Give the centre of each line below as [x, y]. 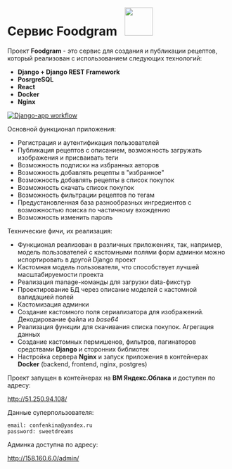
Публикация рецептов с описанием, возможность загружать [110, 150]
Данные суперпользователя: [51, 412]
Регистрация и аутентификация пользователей [88, 142]
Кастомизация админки [53, 304]
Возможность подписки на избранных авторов [88, 165]
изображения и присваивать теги [68, 158]
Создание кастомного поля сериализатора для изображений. [110, 311]
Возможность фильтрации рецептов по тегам [86, 195]
